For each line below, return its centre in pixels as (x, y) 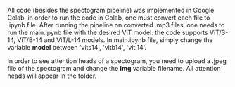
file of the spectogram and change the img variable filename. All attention (114, 68)
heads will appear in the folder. (52, 76)
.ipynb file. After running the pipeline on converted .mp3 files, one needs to (116, 25)
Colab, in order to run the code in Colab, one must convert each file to (109, 18)
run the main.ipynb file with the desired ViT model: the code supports (108, 32)
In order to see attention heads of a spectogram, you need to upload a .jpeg (117, 61)
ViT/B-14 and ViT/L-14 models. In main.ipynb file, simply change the (115, 40)
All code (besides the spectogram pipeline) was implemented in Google (111, 10)
